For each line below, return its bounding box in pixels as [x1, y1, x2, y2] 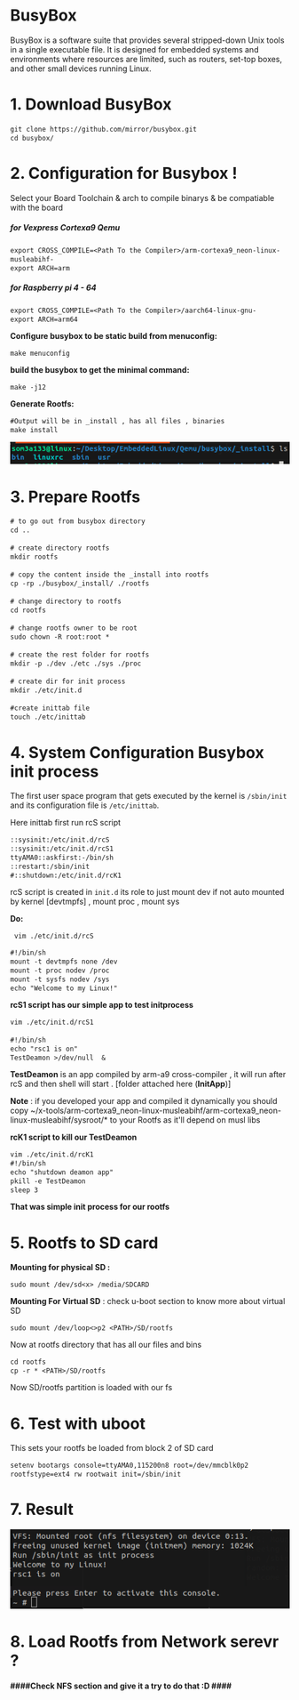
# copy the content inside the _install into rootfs [10, 570, 209, 579]
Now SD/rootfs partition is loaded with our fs [10, 1382, 173, 1393]
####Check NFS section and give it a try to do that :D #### [10, 1680, 232, 1691]
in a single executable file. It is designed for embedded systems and [10, 44, 259, 54]
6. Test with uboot [10, 1414, 146, 1433]
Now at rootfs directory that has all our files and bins [10, 1340, 202, 1350]
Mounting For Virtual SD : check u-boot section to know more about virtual [10, 1296, 286, 1307]
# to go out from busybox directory [10, 517, 146, 526]
